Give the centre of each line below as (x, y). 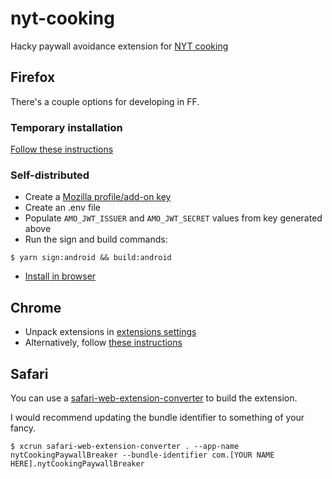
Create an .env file (63, 208)
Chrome (36, 307)
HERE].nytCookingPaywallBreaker (77, 463)
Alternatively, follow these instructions (103, 343)
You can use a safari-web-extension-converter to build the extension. (154, 398)
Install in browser (60, 276)
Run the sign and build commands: (96, 239)
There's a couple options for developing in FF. (105, 101)
